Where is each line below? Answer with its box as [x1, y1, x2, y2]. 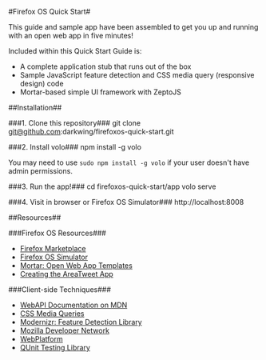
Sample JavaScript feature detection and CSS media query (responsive [19, 70, 255, 79]
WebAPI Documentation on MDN [19, 300, 128, 310]
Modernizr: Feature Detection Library [19, 318, 142, 326]
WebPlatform [19, 334, 63, 343]
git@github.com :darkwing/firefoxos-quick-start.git [8, 127, 174, 136]
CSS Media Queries [19, 309, 85, 318]
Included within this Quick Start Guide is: [8, 46, 142, 55]
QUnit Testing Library [19, 343, 90, 352]
